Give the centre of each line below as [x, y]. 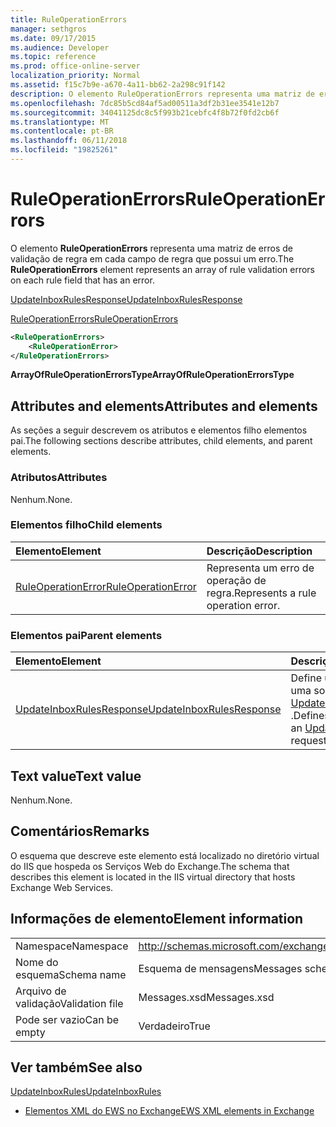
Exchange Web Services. [62, 887]
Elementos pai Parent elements [86, 635]
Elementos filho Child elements [86, 525]
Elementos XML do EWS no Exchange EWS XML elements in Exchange [169, 1111]
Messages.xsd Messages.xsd [206, 997]
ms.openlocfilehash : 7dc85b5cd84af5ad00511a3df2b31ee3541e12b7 [145, 103]
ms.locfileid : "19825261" [64, 150]
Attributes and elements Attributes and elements [164, 406]
